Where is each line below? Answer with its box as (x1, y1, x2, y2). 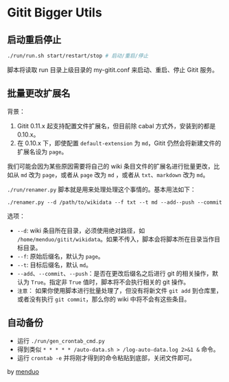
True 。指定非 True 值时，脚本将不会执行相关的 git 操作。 (30, 278, 190, 286)
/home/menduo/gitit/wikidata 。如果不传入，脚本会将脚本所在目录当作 (16, 235, 215, 243)
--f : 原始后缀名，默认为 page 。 (16, 252, 104, 260)
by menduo (7, 367, 40, 375)
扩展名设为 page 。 (16, 147, 68, 156)
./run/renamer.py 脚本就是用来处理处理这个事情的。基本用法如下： (7, 185, 197, 193)
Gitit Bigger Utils (7, 5, 103, 21)
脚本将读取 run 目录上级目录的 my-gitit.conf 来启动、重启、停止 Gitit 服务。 (7, 65, 219, 73)
